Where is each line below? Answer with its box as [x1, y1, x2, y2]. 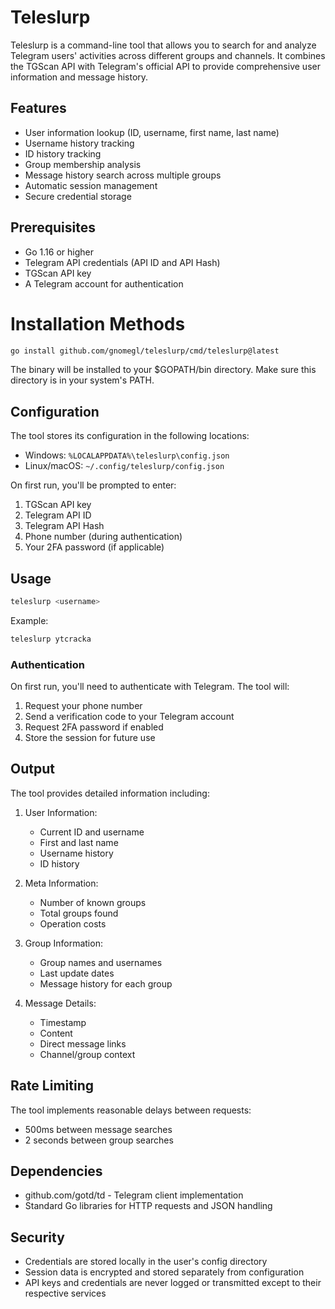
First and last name [39, 836, 119, 848]
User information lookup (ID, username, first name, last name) [24, 126, 280, 138]
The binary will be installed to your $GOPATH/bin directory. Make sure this [10, 364, 317, 376]
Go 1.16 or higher [24, 246, 94, 258]
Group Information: [24, 937, 103, 949]
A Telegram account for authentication [24, 277, 184, 290]
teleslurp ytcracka [10, 634, 92, 644]
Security [10, 1229, 65, 1246]
